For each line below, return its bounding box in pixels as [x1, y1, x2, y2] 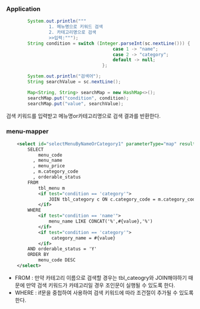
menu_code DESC [37, 257, 76, 263]
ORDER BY [27, 252, 49, 258]
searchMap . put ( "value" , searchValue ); [27, 101, 124, 107]
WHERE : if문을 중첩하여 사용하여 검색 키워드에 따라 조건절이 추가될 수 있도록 [14, 289, 194, 296]
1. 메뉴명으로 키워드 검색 [48, 24, 103, 30]
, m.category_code [32, 168, 79, 174]
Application [6, 5, 40, 13]
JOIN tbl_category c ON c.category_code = [48, 196, 156, 202]
